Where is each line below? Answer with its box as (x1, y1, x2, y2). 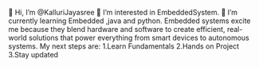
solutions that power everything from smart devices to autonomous (28, 33, 249, 42)
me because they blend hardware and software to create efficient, (8, 25, 226, 33)
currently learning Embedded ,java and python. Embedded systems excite (8, 16, 251, 26)
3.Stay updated (8, 50, 58, 59)
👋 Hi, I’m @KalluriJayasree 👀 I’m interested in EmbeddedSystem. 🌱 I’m (8, 8, 237, 17)
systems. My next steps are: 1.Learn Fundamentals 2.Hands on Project (8, 41, 240, 51)
